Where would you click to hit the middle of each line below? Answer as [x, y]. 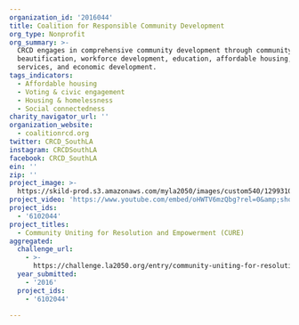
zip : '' [24, 175]
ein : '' [24, 167]
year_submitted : [47, 274]
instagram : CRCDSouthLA [53, 150]
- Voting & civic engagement [71, 92]
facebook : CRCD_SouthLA [53, 158]
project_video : [37, 200]
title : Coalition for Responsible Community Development [117, 26]
